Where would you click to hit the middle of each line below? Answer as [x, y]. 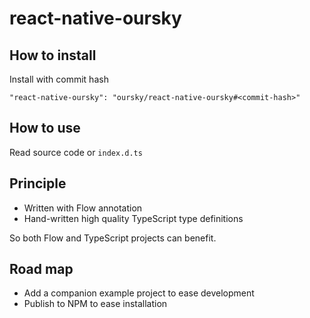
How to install [53, 55]
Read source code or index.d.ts [76, 152]
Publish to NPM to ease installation [95, 304]
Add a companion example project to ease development [139, 293]
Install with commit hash [59, 79]
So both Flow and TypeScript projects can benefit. [113, 238]
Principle [38, 183]
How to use [45, 128]
